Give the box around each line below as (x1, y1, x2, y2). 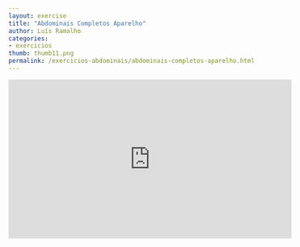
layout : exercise (8, 11, 67, 20)
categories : (8, 34, 49, 43)
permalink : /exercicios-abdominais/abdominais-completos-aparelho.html (8, 57, 255, 65)
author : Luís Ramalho (8, 27, 82, 35)
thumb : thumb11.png (8, 49, 74, 57)
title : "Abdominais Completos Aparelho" (8, 19, 147, 27)
